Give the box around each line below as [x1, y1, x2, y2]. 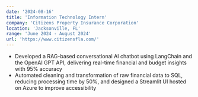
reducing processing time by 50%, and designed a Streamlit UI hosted [14, 78, 187, 85]
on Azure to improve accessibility [14, 85, 97, 91]
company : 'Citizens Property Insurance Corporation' [6, 20, 139, 26]
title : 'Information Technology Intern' [6, 14, 108, 20]
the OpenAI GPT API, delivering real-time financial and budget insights [14, 59, 187, 66]
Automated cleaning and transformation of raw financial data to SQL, [14, 72, 183, 79]
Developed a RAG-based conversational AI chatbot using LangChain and [14, 53, 193, 60]
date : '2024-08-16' [6, 8, 55, 15]
